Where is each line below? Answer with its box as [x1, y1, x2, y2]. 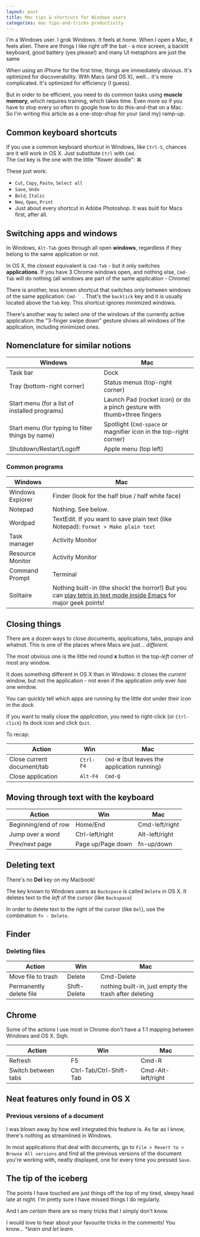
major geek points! [52, 599, 105, 607]
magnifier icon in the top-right [104, 427, 189, 436]
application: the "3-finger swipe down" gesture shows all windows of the [6, 317, 186, 324]
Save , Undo [14, 186, 40, 193]
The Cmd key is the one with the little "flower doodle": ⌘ [6, 156, 142, 163]
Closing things [6, 619, 61, 629]
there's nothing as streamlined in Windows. [6, 1132, 112, 1139]
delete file [9, 990, 37, 998]
